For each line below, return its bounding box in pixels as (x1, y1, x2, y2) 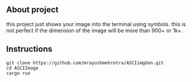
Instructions (6, 44, 52, 54)
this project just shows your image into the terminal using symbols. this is (6, 20, 186, 27)
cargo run (6, 70, 31, 76)
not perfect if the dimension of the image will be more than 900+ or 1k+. (6, 27, 183, 34)
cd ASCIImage (6, 65, 39, 71)
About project (6, 5, 58, 15)
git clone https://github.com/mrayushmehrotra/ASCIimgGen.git (6, 59, 164, 66)
